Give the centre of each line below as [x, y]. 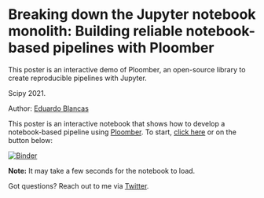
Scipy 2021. [27, 93]
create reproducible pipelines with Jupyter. [77, 78]
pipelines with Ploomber [133, 48]
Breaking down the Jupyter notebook [132, 15]
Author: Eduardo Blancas [48, 108]
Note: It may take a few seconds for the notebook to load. [102, 170]
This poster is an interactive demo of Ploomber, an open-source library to [127, 69]
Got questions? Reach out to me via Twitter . [79, 185]
